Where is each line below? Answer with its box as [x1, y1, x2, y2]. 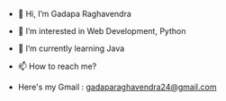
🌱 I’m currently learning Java [17, 43, 125, 54]
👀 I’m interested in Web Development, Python [17, 26, 186, 36]
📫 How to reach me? [17, 61, 97, 72]
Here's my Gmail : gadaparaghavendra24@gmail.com [17, 81, 217, 92]
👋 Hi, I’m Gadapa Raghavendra [17, 9, 132, 19]
